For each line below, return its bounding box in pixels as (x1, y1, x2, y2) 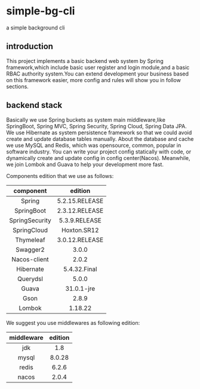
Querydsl (17, 275, 44, 283)
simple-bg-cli (6, 4, 75, 18)
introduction (6, 41, 54, 52)
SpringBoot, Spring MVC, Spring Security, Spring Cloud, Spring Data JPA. (6, 122, 187, 129)
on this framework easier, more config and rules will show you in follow (6, 76, 181, 83)
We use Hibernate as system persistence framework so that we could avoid (6, 129, 192, 136)
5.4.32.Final (63, 265, 97, 273)
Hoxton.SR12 (61, 226, 100, 234)
